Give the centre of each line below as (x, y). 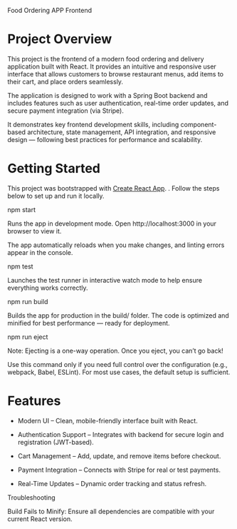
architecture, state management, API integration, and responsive (122, 132)
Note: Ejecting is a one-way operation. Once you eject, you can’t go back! (116, 351)
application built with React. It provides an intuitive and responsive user (112, 66)
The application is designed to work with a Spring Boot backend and (107, 95)
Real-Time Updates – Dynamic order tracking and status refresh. (112, 483)
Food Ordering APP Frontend (50, 10)
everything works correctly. (48, 288)
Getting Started (54, 169)
